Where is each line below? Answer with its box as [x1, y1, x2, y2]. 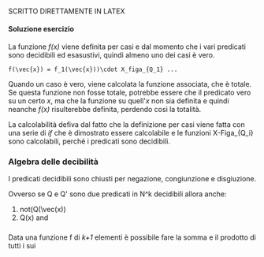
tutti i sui [8, 241, 36, 251]
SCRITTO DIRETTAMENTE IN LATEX [8, 6, 125, 16]
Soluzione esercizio [8, 24, 75, 34]
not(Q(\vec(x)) [19, 205, 67, 214]
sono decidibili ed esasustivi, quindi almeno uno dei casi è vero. [8, 50, 215, 59]
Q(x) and [19, 213, 49, 222]
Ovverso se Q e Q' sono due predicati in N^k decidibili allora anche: [8, 189, 227, 199]
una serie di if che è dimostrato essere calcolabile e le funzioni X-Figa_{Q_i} [8, 128, 254, 137]
